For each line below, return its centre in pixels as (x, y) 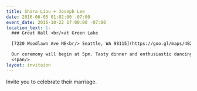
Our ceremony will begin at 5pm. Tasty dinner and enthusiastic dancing (102, 54)
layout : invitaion (28, 65)
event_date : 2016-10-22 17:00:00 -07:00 (56, 22)
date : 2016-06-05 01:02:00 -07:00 (48, 17)
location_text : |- (28, 28)
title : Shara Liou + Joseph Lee (45, 11)
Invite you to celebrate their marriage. (52, 82)
